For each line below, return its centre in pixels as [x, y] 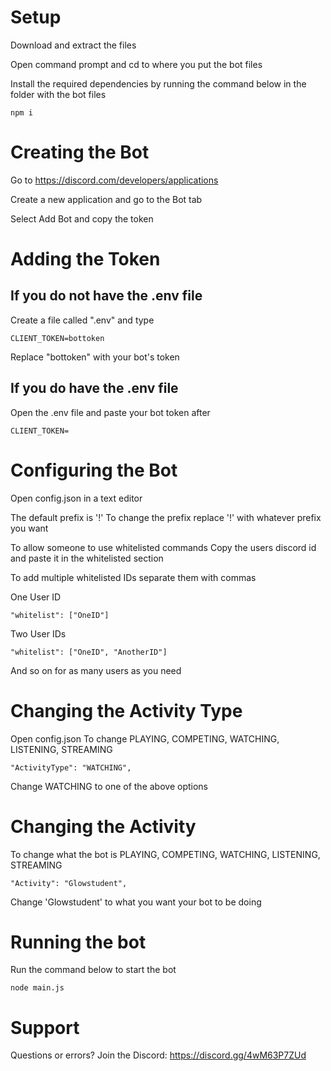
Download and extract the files [73, 45]
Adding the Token [85, 259]
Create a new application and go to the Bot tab [106, 199]
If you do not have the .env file [106, 296]
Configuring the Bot [94, 470]
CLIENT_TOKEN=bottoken [57, 338]
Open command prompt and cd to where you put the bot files [136, 64]
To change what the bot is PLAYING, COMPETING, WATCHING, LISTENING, [165, 854]
